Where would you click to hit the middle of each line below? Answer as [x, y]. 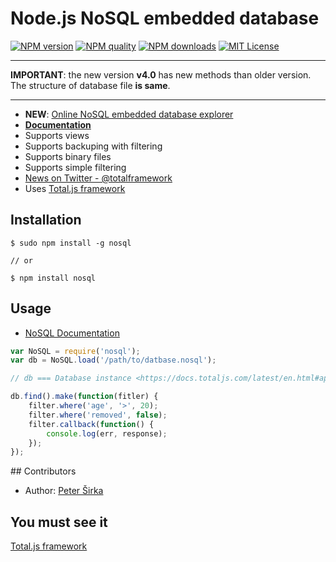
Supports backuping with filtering [93, 146]
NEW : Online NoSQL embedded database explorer [129, 114]
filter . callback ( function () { [91, 424]
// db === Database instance [71, 378]
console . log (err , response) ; [107, 433]
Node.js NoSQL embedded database [165, 18]
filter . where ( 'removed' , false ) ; [98, 415]
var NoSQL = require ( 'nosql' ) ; [75, 351]
